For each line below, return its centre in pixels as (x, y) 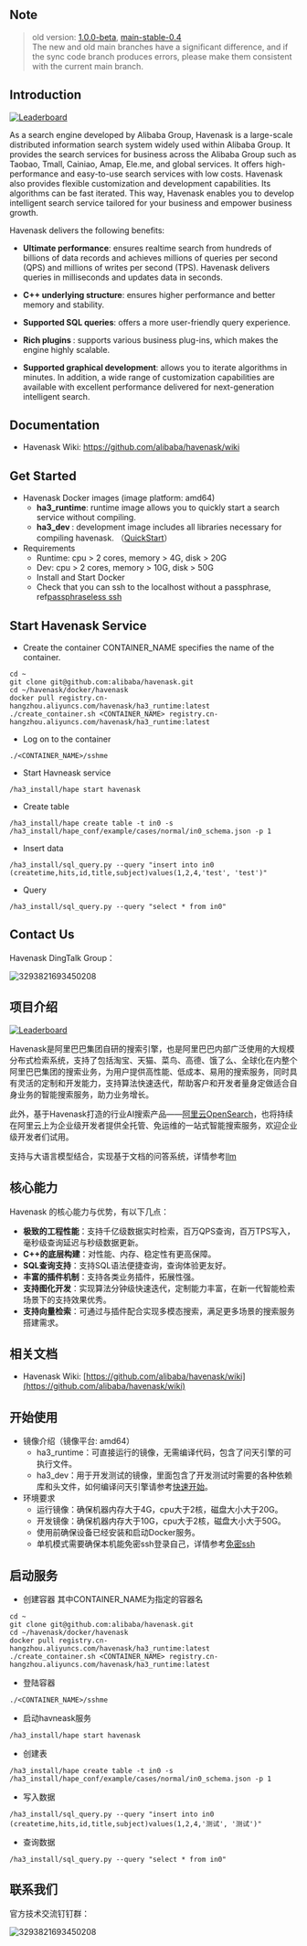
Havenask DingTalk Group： (63, 957)
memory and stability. (64, 305)
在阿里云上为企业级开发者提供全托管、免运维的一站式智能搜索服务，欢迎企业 (153, 1125)
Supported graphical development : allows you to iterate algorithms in (155, 367)
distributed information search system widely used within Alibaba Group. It (150, 144)
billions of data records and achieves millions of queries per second (150, 257)
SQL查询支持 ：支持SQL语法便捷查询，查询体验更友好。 (127, 1265)
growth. (24, 212)
